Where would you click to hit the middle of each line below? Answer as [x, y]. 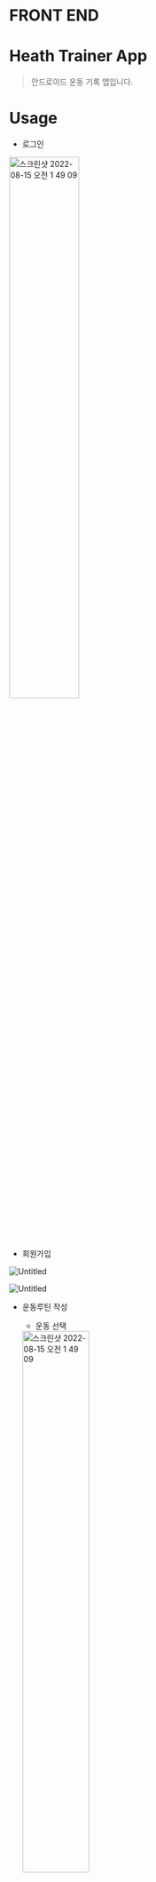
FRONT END [54, 16]
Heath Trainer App [78, 56]
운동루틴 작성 [45, 1307]
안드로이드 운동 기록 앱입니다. [82, 82]
